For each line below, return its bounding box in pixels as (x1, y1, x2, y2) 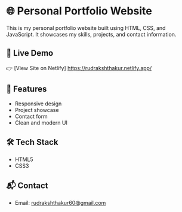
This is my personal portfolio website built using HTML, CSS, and (6, 24, 166, 31)
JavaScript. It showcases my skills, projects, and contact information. (6, 31, 177, 38)
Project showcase (14, 106, 59, 113)
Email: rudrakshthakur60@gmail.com (14, 199, 106, 207)
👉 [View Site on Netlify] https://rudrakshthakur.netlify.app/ (6, 64, 152, 71)
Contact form (14, 113, 48, 120)
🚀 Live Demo (6, 48, 54, 58)
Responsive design (14, 100, 62, 107)
